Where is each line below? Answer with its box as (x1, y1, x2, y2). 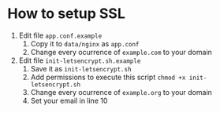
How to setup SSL (7, 5, 125, 23)
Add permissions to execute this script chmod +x (30, 72, 186, 82)
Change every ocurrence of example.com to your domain (30, 47, 212, 56)
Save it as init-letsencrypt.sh (30, 64, 132, 73)
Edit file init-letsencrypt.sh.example (18, 56, 141, 65)
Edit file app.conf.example (18, 31, 103, 40)
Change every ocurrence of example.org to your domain (30, 87, 212, 97)
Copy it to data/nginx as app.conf (30, 38, 140, 48)
